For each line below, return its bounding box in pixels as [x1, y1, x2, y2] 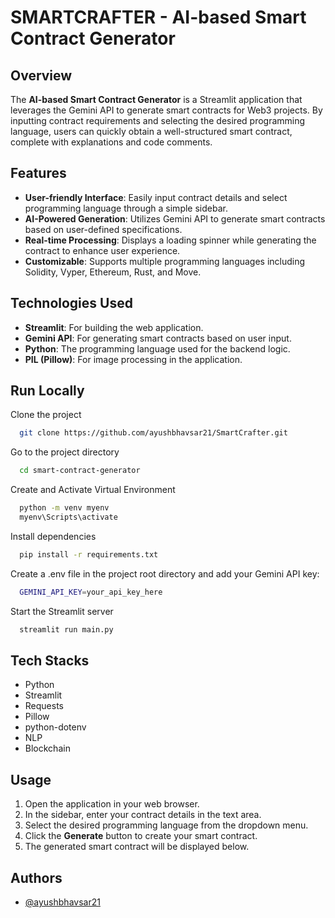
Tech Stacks [10, 652, 90, 669]
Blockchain [24, 742, 71, 755]
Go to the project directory [10, 446, 120, 458]
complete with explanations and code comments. [10, 136, 213, 148]
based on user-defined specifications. [24, 223, 183, 235]
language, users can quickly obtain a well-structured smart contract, [10, 126, 293, 137]
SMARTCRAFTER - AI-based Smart [10, 6, 307, 29]
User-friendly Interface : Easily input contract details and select [24, 191, 288, 203]
